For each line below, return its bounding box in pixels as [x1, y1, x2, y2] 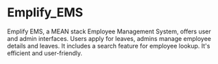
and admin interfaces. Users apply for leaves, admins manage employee [7, 34, 211, 42]
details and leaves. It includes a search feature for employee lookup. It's [7, 42, 210, 50]
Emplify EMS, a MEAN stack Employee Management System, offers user [7, 27, 211, 35]
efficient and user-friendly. [7, 49, 83, 57]
